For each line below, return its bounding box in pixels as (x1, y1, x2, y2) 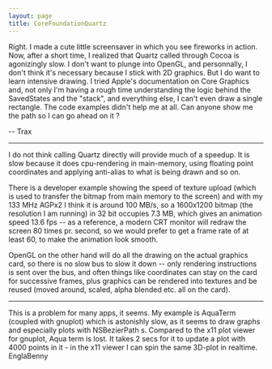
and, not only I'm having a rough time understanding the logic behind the (8, 84, 251, 94)
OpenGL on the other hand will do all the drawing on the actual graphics (8, 250, 249, 260)
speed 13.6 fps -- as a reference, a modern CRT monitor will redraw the (8, 217, 247, 227)
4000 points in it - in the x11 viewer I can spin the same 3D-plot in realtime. (8, 342, 257, 352)
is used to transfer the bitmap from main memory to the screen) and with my (8, 191, 263, 201)
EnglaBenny (8, 350, 49, 361)
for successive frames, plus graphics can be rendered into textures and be (8, 276, 257, 285)
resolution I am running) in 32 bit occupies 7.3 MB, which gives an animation (8, 208, 262, 218)
